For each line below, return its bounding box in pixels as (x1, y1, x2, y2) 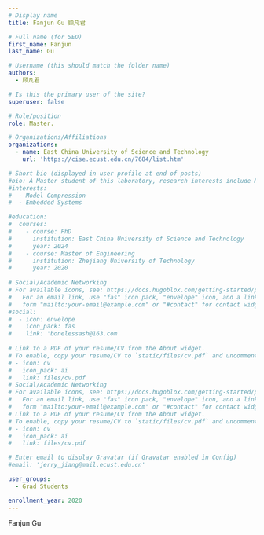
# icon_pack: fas (8, 323, 76, 331)
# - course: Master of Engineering (8, 249, 135, 258)
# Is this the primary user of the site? (8, 90, 146, 98)
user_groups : (8, 475, 51, 483)
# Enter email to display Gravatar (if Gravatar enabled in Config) (8, 453, 237, 462)
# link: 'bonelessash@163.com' (8, 330, 122, 338)
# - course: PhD (8, 228, 72, 236)
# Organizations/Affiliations (8, 134, 108, 141)
